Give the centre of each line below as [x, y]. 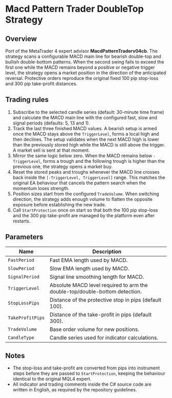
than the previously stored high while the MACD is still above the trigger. [89, 144]
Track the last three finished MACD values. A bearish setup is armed [85, 128]
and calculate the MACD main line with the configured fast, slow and [85, 117]
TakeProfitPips [26, 318]
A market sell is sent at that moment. [51, 150]
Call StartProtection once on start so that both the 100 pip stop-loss [85, 210]
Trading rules [27, 100]
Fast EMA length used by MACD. [89, 260]
